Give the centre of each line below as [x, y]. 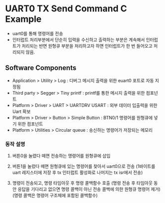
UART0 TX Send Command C [66, 9]
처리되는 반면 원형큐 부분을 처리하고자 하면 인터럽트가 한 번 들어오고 [87, 46]
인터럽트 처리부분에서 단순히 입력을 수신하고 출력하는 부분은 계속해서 [79, 40]
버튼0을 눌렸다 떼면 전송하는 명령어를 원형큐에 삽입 [61, 156]
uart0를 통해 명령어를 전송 [38, 33]
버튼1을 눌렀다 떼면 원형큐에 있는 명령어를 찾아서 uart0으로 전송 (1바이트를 [84, 166]
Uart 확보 [21, 111]
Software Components [41, 68]
